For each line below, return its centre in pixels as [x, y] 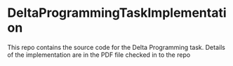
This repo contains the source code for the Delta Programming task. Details [116, 47]
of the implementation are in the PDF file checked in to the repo [99, 55]
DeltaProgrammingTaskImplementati [117, 13]
